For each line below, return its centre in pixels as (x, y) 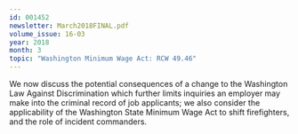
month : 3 (25, 51)
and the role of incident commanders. (78, 122)
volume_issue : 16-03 (48, 34)
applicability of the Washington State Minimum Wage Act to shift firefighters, (149, 112)
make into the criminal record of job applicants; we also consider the (135, 102)
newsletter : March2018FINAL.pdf (69, 26)
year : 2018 (29, 42)
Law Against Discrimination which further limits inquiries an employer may (145, 93)
